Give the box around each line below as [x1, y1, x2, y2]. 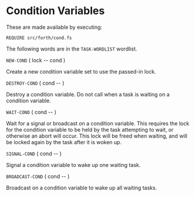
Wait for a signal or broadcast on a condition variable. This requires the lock [6, 119, 190, 127]
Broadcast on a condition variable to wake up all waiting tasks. [6, 184, 157, 191]
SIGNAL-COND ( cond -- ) [6, 150, 62, 157]
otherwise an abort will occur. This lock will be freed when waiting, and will [6, 132, 188, 139]
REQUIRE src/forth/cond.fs [6, 35, 72, 41]
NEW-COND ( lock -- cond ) [6, 56, 66, 64]
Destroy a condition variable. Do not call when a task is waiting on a [6, 91, 170, 98]
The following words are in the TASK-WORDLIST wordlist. [6, 45, 137, 52]
